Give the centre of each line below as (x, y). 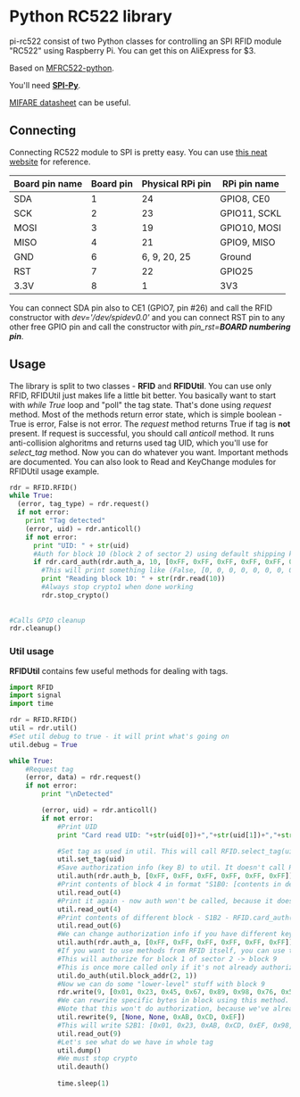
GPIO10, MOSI (250, 228)
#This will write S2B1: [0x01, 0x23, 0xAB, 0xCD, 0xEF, (163, 1025)
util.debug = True (43, 744)
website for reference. (50, 162)
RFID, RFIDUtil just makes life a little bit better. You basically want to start (143, 395)
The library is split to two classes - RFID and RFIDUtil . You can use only (141, 386)
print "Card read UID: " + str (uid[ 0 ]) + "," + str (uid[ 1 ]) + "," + (169, 835)
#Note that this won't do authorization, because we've (163, 1009)
